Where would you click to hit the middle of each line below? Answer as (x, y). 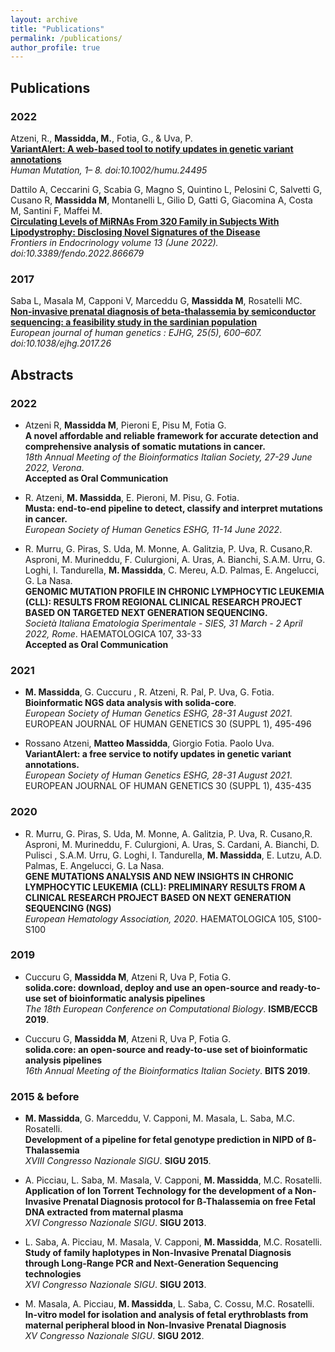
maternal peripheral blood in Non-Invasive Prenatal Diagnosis (155, 1325)
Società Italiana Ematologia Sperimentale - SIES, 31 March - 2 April (163, 623)
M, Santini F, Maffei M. (56, 210)
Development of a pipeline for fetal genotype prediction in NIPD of (164, 1140)
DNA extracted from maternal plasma (104, 1212)
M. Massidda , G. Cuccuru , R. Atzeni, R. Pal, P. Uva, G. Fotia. (149, 692)
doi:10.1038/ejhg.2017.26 (61, 343)
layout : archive (44, 19)
